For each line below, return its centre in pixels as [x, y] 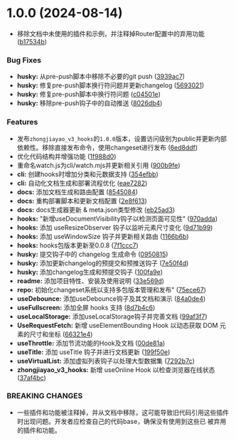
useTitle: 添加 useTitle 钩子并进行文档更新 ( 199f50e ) [93, 352]
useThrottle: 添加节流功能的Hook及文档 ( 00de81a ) [91, 343]
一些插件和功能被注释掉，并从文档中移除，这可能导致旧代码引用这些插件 [123, 412]
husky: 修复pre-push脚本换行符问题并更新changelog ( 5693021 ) [111, 85]
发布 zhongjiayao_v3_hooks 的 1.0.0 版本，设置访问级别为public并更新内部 [122, 138]
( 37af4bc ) [32, 378]
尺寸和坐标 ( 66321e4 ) [61, 334]
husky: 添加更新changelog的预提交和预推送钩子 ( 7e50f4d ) [103, 263]
